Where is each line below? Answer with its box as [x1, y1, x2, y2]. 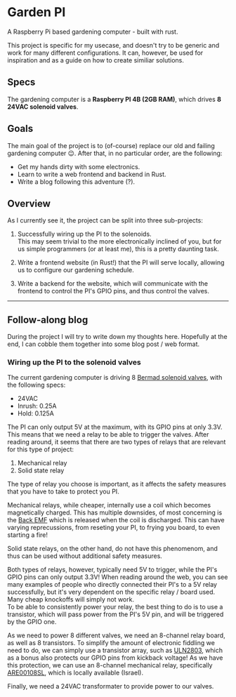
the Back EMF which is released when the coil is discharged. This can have [7, 516, 225, 524]
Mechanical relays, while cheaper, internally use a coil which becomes [7, 501, 211, 510]
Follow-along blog [7, 314, 88, 326]
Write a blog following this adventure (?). [17, 177, 136, 186]
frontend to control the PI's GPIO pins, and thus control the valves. [17, 287, 209, 296]
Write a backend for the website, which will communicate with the [17, 279, 209, 288]
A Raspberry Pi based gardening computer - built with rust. [7, 27, 178, 36]
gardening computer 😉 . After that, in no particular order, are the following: [7, 149, 223, 157]
